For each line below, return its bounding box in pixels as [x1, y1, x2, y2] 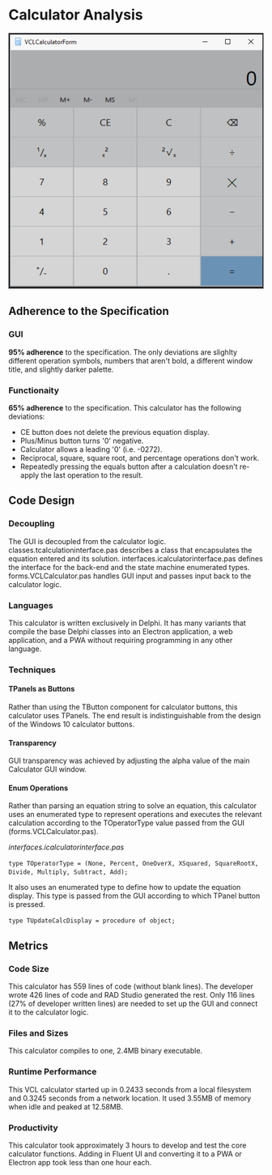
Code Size [8, 963, 49, 974]
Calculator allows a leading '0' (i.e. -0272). [19, 444, 163, 454]
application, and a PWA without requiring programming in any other [8, 635, 233, 645]
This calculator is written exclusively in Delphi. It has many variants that [8, 618, 247, 628]
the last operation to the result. [40, 470, 143, 479]
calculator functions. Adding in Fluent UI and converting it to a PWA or [8, 1149, 243, 1159]
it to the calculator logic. [8, 1007, 89, 1017]
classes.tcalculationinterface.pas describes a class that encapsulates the [8, 545, 253, 555]
